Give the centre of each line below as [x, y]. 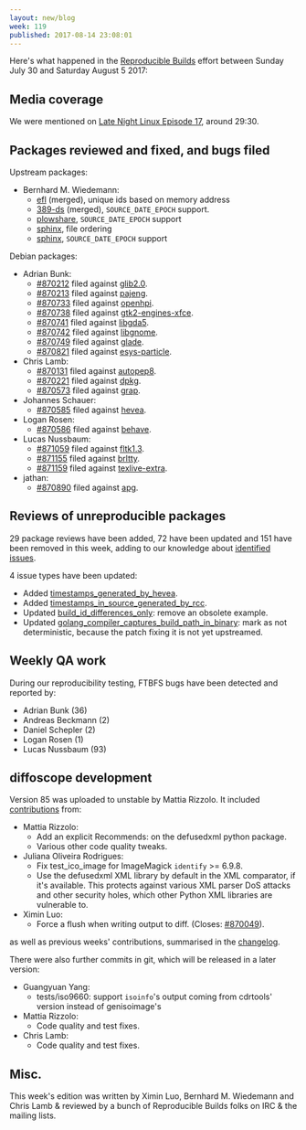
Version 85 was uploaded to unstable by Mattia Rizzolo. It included [135, 800]
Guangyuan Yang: [56, 987]
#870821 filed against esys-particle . [104, 352]
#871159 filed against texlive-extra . [102, 468]
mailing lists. [33, 1115]
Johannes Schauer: [59, 400]
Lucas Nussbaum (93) [64, 749]
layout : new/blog [42, 18]
